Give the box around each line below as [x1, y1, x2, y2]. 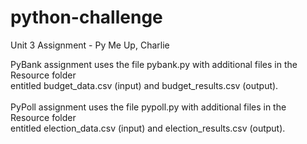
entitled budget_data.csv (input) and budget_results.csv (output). [10, 79, 279, 91]
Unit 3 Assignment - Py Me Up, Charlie [10, 39, 170, 51]
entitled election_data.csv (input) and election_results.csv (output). [10, 122, 286, 134]
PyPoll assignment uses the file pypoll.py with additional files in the [10, 101, 287, 113]
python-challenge [10, 6, 163, 29]
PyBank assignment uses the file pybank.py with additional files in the [10, 58, 298, 70]
